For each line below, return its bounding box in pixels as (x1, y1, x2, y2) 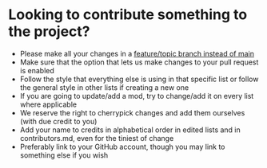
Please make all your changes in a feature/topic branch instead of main (19, 49, 254, 58)
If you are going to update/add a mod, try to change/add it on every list (19, 91, 254, 100)
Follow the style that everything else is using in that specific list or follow (19, 74, 259, 84)
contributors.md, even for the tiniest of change (19, 133, 174, 143)
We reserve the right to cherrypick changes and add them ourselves (19, 107, 245, 117)
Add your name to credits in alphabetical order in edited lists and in (19, 125, 241, 135)
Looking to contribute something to (8, 6, 248, 24)
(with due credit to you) (19, 116, 98, 126)
